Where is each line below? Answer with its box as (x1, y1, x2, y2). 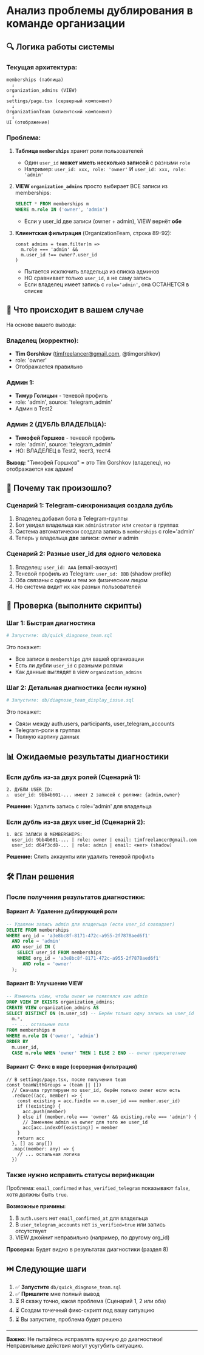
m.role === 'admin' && (21, 246, 78, 253)
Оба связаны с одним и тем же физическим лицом (15, 576, 148, 583)
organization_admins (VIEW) (6, 87, 78, 93)
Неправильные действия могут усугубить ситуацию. (6, 1342, 144, 1349)
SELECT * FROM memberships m (15, 201, 89, 207)
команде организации (6, 16, 126, 30)
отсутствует (15, 1228, 47, 1235)
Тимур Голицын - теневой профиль (15, 392, 108, 399)
